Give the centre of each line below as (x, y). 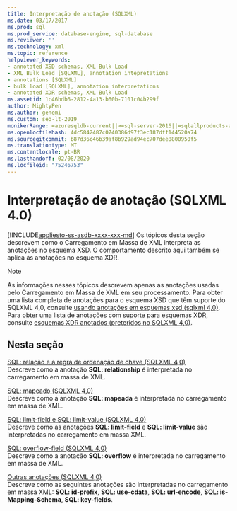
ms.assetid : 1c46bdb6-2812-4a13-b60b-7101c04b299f (83, 100)
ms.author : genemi (34, 113)
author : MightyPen (34, 106)
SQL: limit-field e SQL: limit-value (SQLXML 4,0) (77, 419)
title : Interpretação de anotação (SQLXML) (72, 14)
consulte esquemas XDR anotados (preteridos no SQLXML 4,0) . (100, 322)
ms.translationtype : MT (42, 146)
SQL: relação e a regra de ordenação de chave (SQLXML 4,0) (96, 362)
